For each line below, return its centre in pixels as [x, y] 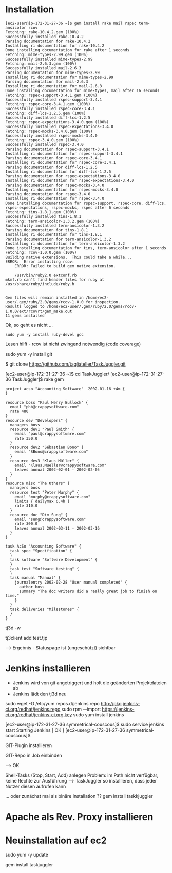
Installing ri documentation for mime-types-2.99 [60, 77]
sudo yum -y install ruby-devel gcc [44, 334]
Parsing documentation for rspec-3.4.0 [48, 194]
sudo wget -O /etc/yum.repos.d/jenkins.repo [53, 703]
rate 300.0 [26, 524]
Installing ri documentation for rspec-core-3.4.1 [61, 162]
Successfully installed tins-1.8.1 [43, 216]
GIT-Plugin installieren [29, 745]
